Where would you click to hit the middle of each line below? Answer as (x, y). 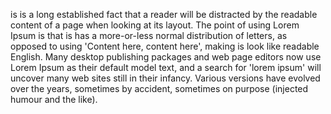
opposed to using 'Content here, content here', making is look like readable (165, 46)
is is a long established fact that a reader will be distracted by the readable (164, 14)
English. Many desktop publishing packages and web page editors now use (166, 57)
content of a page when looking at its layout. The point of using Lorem (155, 25)
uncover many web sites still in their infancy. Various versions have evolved (165, 78)
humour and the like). (54, 99)
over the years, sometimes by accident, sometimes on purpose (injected (159, 88)
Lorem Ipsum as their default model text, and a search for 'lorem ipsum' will (166, 67)
